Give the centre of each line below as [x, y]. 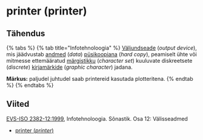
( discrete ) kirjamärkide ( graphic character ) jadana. [70, 67]
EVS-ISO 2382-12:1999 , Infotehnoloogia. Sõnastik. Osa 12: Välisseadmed [97, 118]
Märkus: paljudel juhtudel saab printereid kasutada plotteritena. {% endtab [100, 79]
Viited [18, 104]
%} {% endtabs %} [30, 85]
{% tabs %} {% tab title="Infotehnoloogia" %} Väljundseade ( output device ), [101, 48]
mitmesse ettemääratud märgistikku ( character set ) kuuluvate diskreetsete [99, 61]
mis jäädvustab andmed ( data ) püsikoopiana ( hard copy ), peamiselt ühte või [101, 54]
